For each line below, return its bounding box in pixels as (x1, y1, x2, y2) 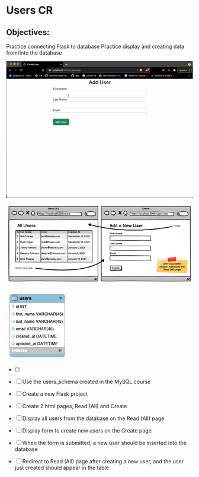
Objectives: (6, 27, 50, 37)
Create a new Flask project (22, 390, 88, 397)
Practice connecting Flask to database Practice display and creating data (6, 43, 185, 50)
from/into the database (6, 49, 62, 56)
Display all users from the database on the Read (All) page (22, 415, 165, 422)
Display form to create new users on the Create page (22, 427, 152, 434)
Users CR (6, 4, 53, 17)
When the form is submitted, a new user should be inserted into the (22, 440, 187, 447)
